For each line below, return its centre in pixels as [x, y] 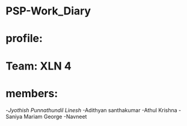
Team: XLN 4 [38, 66]
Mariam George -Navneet [55, 116]
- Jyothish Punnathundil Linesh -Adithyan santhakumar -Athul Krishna [92, 110]
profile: [24, 39]
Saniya [14, 116]
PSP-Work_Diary [48, 11]
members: [32, 93]
